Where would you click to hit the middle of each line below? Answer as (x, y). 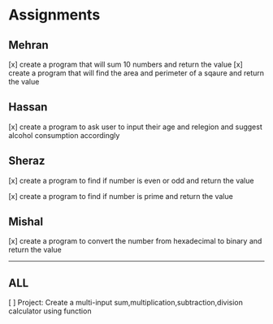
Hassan (28, 107)
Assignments (54, 15)
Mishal (26, 222)
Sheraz (27, 161)
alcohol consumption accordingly (64, 135)
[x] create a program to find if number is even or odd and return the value (131, 180)
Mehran (28, 45)
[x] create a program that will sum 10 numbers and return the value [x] (126, 64)
